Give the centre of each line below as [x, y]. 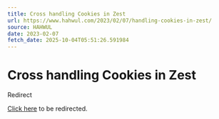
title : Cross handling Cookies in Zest [67, 14]
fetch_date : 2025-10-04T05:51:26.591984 [68, 40]
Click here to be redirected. [47, 109]
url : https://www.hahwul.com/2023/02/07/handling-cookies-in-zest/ [110, 21]
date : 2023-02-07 [33, 34]
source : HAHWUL [30, 27]
